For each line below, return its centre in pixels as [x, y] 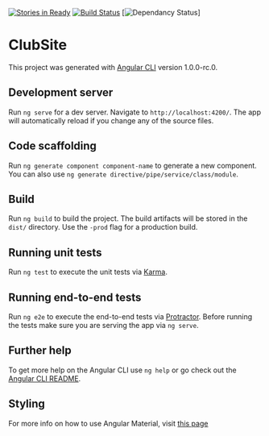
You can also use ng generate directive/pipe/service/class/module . [124, 174]
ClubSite [37, 45]
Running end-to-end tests [75, 297]
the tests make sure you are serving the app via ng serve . [103, 325]
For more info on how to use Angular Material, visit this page [108, 423]
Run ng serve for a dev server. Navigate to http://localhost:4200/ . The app [135, 112]
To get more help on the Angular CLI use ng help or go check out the [122, 370]
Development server [61, 93]
